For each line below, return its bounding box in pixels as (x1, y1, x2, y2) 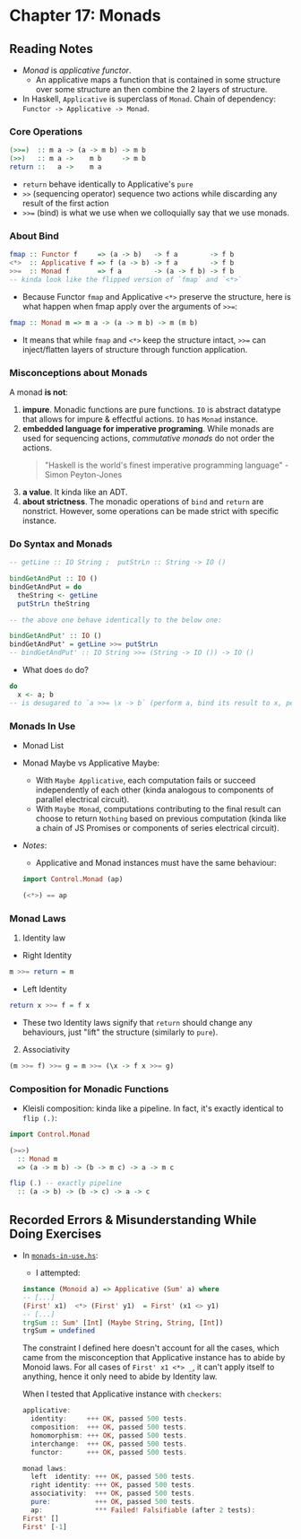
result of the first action (21, 197, 109, 208)
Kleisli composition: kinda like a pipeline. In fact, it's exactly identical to (21, 1103, 284, 1114)
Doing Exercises (9, 1226, 102, 1241)
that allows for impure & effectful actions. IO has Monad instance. (21, 414, 258, 424)
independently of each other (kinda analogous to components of (35, 784, 274, 795)
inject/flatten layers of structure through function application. (21, 344, 248, 354)
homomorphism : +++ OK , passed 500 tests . (30, 1430, 188, 1440)
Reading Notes (9, 41, 94, 57)
